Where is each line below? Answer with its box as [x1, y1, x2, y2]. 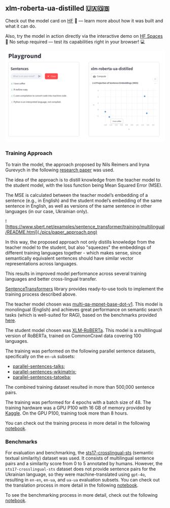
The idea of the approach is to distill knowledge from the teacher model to [5, 176, 161, 183]
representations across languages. [5, 260, 78, 267]
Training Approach [5, 150, 52, 157]
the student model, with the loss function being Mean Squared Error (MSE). [5, 182, 163, 188]
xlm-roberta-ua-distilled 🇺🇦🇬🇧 [5, 4, 110, 13]
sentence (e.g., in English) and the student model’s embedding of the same [5, 197, 162, 204]
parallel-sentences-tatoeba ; [12, 374, 72, 380]
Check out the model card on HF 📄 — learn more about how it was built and [5, 17, 163, 23]
